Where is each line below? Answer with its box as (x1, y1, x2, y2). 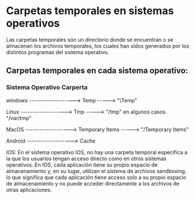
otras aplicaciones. (6, 186, 52, 193)
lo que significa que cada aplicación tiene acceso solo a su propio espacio (6, 174, 187, 181)
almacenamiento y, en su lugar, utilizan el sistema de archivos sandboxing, (6, 167, 187, 174)
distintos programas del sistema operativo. (6, 48, 110, 55)
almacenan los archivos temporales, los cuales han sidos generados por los (6, 42, 190, 49)
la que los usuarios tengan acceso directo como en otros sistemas (6, 155, 167, 162)
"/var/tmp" (6, 114, 32, 121)
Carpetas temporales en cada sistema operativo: (6, 66, 189, 76)
